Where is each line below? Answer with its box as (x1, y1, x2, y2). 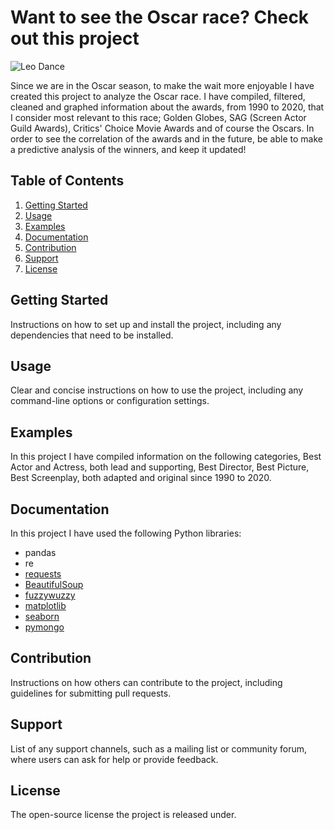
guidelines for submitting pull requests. (10, 687, 172, 699)
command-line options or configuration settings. (10, 395, 210, 407)
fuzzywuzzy (24, 589, 76, 601)
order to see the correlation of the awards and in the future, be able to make (10, 132, 323, 145)
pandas (24, 547, 57, 558)
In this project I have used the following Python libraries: (10, 527, 242, 539)
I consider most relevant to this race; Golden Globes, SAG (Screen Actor (10, 111, 307, 123)
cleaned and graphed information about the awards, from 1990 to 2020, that (10, 101, 325, 113)
